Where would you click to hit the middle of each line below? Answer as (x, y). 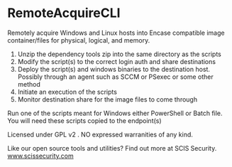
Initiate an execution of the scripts (67, 92)
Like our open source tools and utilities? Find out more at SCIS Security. (112, 148)
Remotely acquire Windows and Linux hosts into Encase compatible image (116, 33)
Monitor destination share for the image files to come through (107, 99)
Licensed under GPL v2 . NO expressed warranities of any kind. (100, 134)
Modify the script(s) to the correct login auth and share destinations (117, 61)
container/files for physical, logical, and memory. (79, 40)
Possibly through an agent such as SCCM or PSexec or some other (116, 77)
